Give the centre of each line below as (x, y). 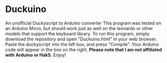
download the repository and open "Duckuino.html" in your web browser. (81, 39)
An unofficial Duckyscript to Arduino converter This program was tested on (83, 23)
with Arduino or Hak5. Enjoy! (36, 55)
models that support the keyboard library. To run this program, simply (77, 33)
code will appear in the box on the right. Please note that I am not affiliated (84, 49)
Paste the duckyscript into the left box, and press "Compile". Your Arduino (82, 44)
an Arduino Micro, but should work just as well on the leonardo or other (79, 28)
